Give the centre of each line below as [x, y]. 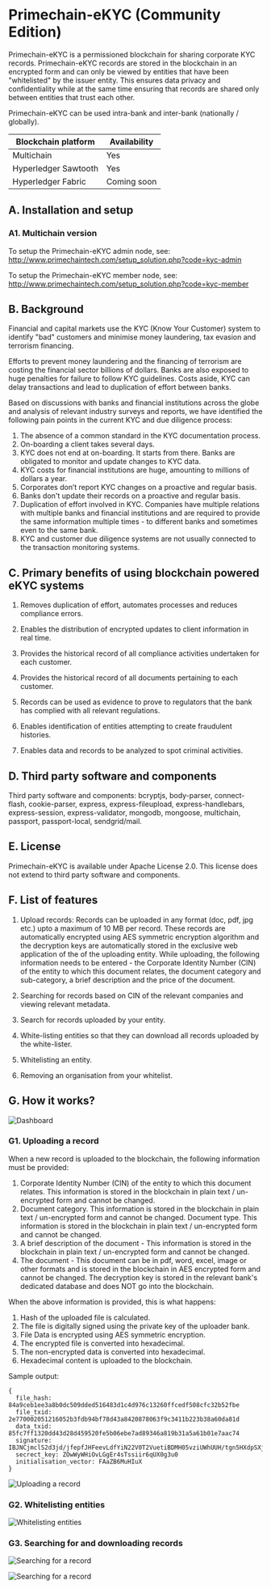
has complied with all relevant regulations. [90, 711]
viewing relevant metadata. [65, 1004]
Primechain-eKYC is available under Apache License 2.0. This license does [133, 866]
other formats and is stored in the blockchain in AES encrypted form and [140, 1269]
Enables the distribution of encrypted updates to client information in [134, 629]
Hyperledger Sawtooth [56, 168]
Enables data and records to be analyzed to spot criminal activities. [131, 750]
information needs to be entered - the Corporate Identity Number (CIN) [138, 962]
